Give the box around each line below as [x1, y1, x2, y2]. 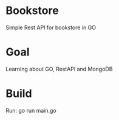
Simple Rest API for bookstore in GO [5, 24, 97, 31]
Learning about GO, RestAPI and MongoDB [5, 65, 113, 72]
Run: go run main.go [5, 107, 57, 114]
